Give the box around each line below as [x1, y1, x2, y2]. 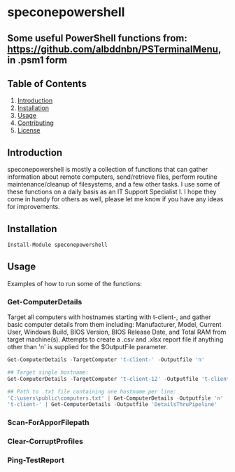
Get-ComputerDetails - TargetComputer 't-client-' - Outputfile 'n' [7, 356, 205, 363]
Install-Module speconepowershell [7, 241, 108, 249]
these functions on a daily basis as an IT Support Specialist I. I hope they [7, 187, 217, 196]
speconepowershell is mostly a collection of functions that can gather [7, 166, 208, 174]
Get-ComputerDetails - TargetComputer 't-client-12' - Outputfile [7, 375, 199, 382]
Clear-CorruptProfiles [7, 436, 84, 446]
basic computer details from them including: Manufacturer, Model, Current [7, 321, 222, 328]
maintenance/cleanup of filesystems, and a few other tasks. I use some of [7, 180, 220, 189]
